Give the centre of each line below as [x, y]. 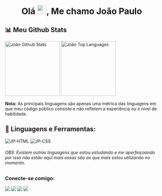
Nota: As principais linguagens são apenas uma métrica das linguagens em [81, 104]
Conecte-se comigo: [30, 178]
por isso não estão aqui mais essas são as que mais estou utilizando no [78, 158]
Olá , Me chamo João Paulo [82, 11]
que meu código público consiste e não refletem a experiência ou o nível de [81, 109]
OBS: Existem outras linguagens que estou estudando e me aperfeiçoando [80, 152]
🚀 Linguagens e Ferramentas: [50, 129]
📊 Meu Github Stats [36, 30]
